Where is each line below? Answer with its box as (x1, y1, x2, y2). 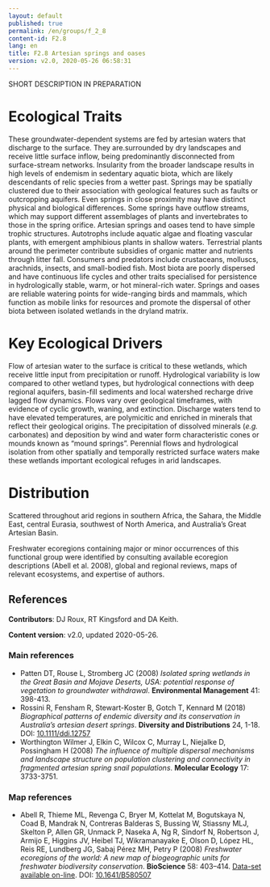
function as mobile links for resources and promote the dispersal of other (8, 297, 251, 307)
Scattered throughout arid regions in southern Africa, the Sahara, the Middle (8, 510, 262, 520)
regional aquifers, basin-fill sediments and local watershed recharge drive (8, 386, 254, 396)
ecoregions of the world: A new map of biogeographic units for (19, 853, 230, 863)
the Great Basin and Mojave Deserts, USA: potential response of (19, 677, 235, 686)
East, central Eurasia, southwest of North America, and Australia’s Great (8, 519, 247, 529)
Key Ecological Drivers (8, 335, 163, 353)
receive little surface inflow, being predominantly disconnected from (8, 151, 235, 161)
